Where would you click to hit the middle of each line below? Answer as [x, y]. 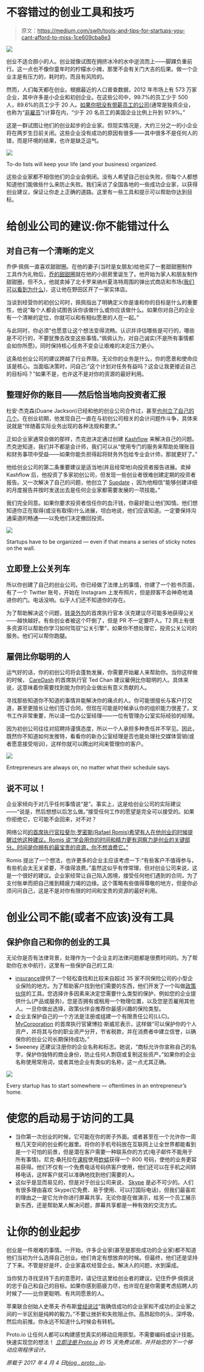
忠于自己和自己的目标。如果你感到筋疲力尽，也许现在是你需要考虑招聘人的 [104, 1286]
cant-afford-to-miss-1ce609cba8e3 [66, 37]
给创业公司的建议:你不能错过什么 [88, 227]
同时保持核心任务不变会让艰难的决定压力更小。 [99, 345]
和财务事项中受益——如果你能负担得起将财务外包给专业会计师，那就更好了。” [102, 454]
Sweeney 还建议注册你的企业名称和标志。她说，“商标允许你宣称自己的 [103, 1047]
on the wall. [21, 548]
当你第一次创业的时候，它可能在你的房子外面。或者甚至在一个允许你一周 [105, 1137]
